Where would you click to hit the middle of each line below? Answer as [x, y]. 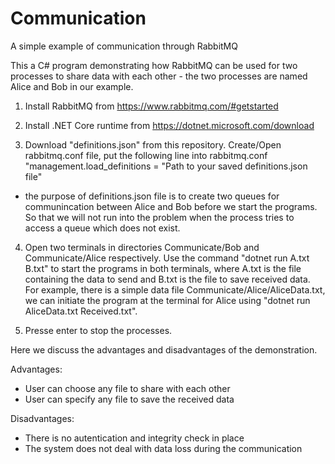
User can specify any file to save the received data [129, 399]
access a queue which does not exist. [102, 228]
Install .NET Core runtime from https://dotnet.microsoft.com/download [169, 125]
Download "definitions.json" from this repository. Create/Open [153, 144]
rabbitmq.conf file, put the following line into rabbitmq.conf [146, 155]
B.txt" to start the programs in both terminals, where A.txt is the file [163, 268]
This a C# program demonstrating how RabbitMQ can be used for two [154, 65]
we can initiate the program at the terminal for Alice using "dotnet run [167, 300]
